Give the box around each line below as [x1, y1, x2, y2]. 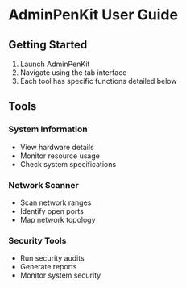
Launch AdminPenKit [19, 59, 90, 69]
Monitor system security [19, 270, 101, 280]
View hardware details [19, 142, 94, 152]
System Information [8, 123, 88, 135]
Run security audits [19, 253, 85, 263]
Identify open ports [19, 206, 85, 215]
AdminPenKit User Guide [8, 6, 179, 24]
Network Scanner [8, 179, 79, 190]
